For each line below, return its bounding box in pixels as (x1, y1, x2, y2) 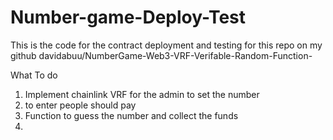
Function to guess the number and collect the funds (24, 109, 239, 121)
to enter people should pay (24, 99, 137, 111)
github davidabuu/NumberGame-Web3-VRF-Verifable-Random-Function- (10, 49, 313, 61)
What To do (10, 69, 58, 81)
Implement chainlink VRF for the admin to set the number (24, 88, 260, 100)
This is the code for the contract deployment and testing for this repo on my (10, 39, 323, 51)
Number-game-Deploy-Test (10, 6, 247, 29)
